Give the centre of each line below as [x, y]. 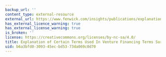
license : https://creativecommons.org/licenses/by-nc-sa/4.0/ [70, 38]
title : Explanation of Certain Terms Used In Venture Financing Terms [79, 42]
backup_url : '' [21, 10]
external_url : [20, 19]
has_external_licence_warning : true [43, 24]
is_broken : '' [20, 33]
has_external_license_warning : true [43, 28]
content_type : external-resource [40, 14]
